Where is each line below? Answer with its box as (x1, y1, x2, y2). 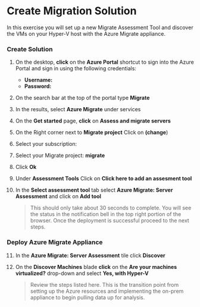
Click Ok (15, 164, 37, 171)
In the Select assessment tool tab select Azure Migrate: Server (15, 186, 173, 194)
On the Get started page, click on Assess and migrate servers (15, 117, 171, 124)
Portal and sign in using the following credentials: (15, 65, 136, 72)
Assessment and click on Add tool (15, 193, 102, 200)
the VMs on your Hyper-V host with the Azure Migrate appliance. (7, 30, 166, 37)
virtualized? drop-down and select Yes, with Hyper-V (15, 270, 149, 277)
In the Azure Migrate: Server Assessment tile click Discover (15, 252, 165, 259)
